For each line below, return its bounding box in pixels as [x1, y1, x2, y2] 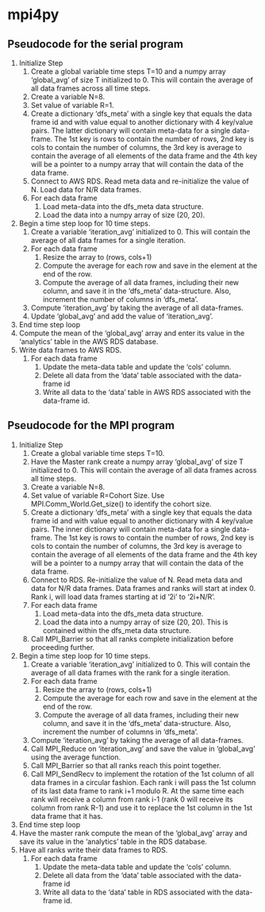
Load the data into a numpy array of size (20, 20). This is [42, 617, 229, 627]
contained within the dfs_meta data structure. [42, 625, 192, 635]
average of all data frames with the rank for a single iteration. [30, 667, 231, 677]
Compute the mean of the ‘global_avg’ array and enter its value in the [18, 328, 245, 338]
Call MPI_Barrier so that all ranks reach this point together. [30, 760, 221, 770]
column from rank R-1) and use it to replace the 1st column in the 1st [30, 802, 253, 812]
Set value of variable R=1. [30, 101, 114, 110]
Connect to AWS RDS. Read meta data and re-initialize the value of [30, 176, 249, 186]
